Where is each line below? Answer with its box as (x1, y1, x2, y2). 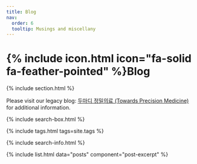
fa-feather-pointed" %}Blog (6, 65, 150, 79)
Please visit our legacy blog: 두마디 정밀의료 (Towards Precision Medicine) (6, 97, 189, 105)
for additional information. (6, 104, 71, 111)
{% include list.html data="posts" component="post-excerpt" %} (6, 151, 169, 158)
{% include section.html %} (6, 85, 75, 92)
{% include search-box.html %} (6, 116, 85, 123)
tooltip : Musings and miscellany (11, 25, 96, 32)
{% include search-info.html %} (6, 139, 85, 146)
